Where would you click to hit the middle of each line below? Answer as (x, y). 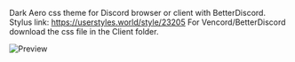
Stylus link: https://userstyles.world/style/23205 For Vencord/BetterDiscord (147, 22)
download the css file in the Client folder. (84, 31)
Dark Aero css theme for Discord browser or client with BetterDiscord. (138, 13)
